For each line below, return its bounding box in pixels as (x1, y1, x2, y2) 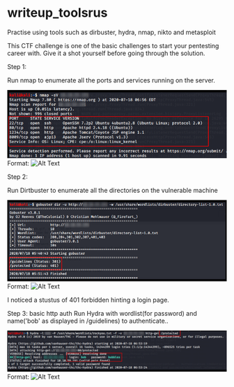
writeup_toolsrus (7, 5, 108, 21)
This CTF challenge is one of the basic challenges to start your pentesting (7, 41, 219, 50)
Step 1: (7, 62, 26, 71)
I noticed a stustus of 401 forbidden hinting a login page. (7, 295, 169, 305)
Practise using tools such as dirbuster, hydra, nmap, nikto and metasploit (7, 28, 216, 36)
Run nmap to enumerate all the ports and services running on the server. (7, 75, 216, 85)
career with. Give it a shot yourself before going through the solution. (7, 49, 205, 57)
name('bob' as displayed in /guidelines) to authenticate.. (7, 316, 169, 326)
